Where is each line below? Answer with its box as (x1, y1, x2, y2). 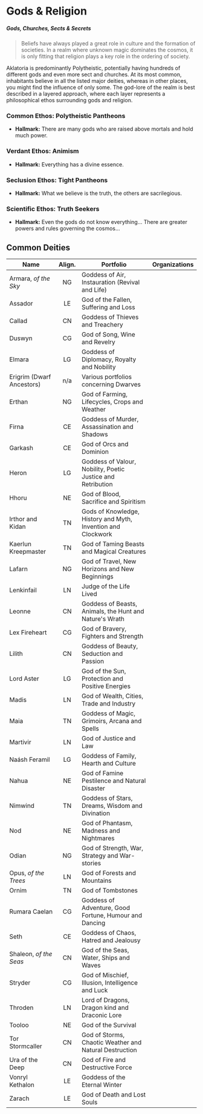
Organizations (152, 260, 194, 269)
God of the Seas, (81, 946, 129, 954)
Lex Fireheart (9, 628, 47, 637)
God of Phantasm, (81, 819, 133, 827)
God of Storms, (81, 1030, 125, 1039)
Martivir (9, 738, 31, 747)
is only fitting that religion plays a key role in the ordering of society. (21, 53, 190, 60)
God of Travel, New (81, 557, 137, 566)
